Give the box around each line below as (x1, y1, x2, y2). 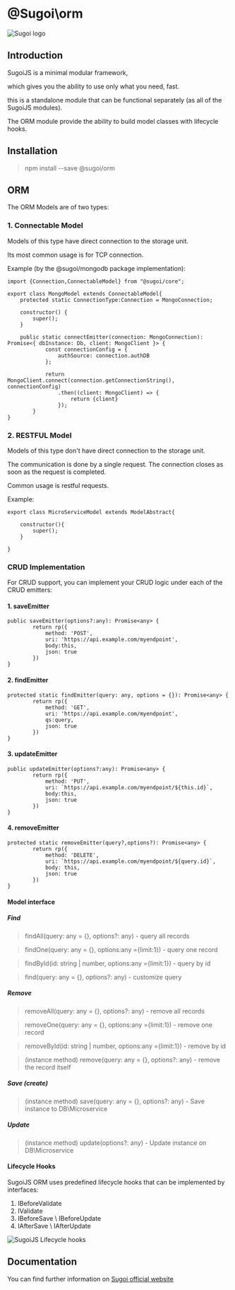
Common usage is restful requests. (7, 481, 109, 489)
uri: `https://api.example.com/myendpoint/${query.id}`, (44, 858, 217, 865)
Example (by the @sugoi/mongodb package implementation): (7, 264, 186, 272)
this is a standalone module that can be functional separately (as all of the (7, 95, 222, 104)
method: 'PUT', (44, 777, 90, 785)
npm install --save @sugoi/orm (24, 163, 115, 172)
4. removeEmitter (7, 823, 59, 832)
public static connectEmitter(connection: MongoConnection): (20, 333, 203, 341)
